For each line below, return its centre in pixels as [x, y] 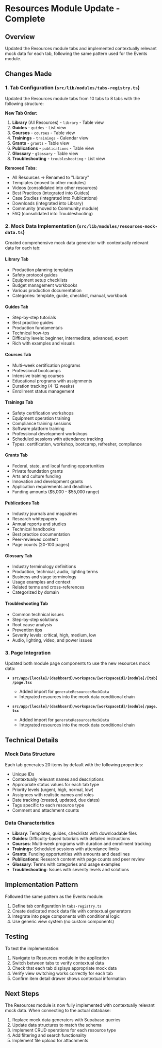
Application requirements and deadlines [52, 487]
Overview [20, 37]
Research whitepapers [34, 519]
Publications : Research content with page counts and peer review [78, 859]
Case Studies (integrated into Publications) [55, 198]
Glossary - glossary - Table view [45, 153]
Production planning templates [43, 270]
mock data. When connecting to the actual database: [58, 1011]
